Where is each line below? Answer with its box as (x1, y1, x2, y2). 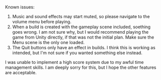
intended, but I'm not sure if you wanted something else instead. (12, 50, 143, 56)
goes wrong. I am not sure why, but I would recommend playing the (12, 29, 149, 35)
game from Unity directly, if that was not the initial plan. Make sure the (12, 34, 155, 40)
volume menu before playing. (12, 19, 72, 24)
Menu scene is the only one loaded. (12, 40, 85, 45)
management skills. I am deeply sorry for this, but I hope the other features (5, 64, 157, 70)
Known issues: (5, 4, 35, 10)
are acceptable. (5, 70, 37, 75)
